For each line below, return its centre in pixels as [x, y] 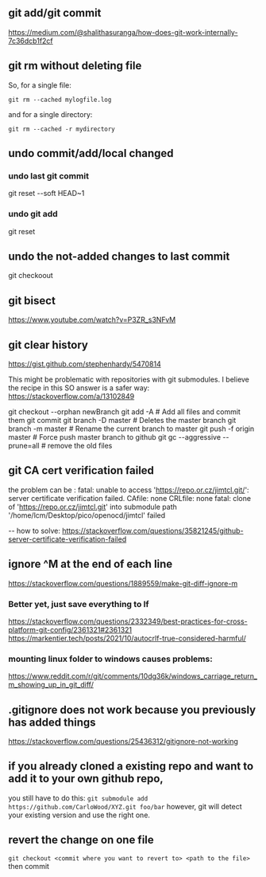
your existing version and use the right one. [79, 815]
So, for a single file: [40, 85]
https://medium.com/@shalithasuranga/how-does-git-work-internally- [123, 32]
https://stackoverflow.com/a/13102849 [71, 397]
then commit [29, 866]
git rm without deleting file [75, 66]
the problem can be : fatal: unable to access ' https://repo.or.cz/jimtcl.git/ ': [129, 490]
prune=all [24, 446]
